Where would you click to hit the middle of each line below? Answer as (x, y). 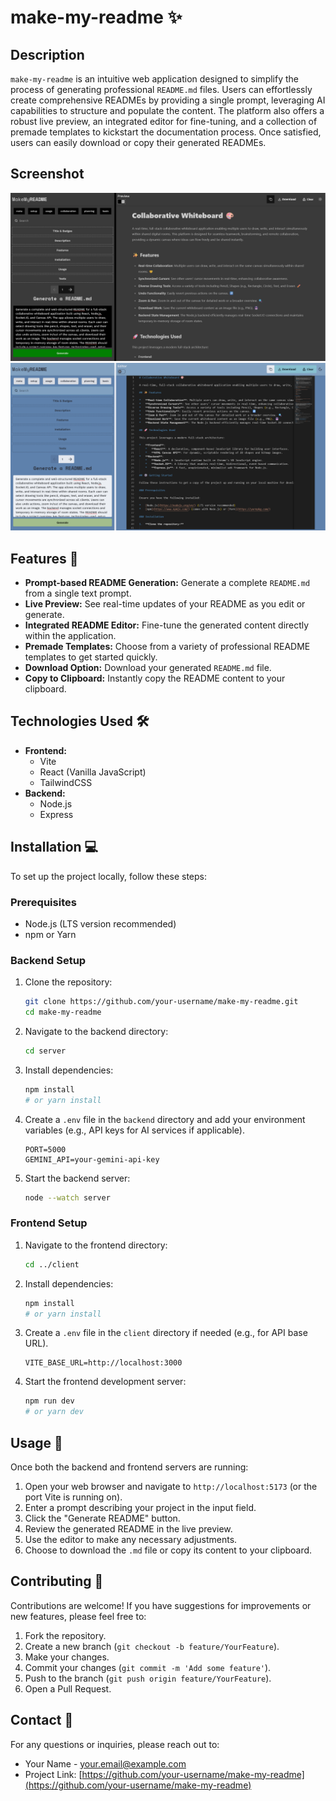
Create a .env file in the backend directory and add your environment (165, 1119)
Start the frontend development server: (105, 1382)
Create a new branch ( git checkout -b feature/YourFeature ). (152, 1646)
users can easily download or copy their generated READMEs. (138, 142)
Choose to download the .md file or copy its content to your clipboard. (168, 1550)
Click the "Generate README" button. (102, 1518)
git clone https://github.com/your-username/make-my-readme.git (161, 1002)
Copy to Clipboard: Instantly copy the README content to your (155, 678)
